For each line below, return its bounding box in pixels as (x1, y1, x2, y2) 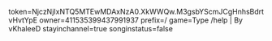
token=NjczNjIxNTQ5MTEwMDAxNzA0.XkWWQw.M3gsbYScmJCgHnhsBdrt (8, 7, 265, 16)
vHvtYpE (8, 15, 38, 25)
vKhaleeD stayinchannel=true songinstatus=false (8, 24, 173, 33)
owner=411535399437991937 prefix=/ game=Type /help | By (39, 15, 244, 25)
